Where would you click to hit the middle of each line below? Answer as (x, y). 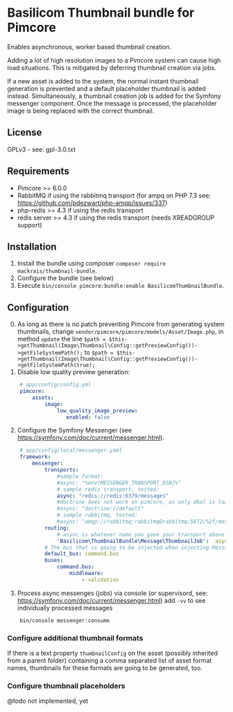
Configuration (38, 307)
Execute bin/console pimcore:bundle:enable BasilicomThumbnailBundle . (120, 286)
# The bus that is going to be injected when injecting (127, 547)
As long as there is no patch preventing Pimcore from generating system (121, 324)
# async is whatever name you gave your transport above (141, 534)
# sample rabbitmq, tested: (97, 515)
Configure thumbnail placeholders (67, 686)
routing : (57, 528)
